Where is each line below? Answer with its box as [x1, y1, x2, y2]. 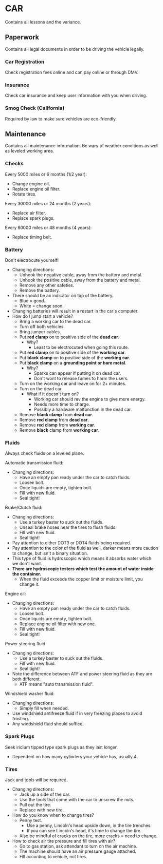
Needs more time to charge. [34, 402, 90, 407]
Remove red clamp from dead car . [19, 417, 89, 423]
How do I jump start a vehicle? [12, 313, 73, 319]
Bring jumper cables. [19, 329, 61, 335]
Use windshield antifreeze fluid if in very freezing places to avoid [12, 710, 143, 716]
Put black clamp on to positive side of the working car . [19, 355, 130, 361]
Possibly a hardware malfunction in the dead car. [34, 406, 132, 412]
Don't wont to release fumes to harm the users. [34, 376, 129, 382]
